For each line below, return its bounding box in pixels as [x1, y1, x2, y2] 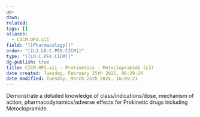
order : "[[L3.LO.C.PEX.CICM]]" [6, 48, 84, 54]
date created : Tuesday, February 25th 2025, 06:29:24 [6, 70, 144, 76]
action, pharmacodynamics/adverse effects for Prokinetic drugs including [6, 98, 188, 106]
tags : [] [6, 25, 28, 32]
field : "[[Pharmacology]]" [6, 43, 74, 49]
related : [6, 20, 28, 26]
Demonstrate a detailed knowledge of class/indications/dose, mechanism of [6, 92, 194, 100]
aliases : [6, 31, 28, 37]
